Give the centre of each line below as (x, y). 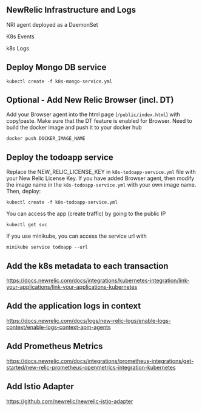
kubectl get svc (27, 225)
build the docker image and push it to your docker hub (74, 128)
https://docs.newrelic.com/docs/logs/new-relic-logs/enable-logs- (89, 320)
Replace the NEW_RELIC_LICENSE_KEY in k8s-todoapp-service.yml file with (101, 172)
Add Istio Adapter (40, 386)
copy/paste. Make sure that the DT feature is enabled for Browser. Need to (99, 121)
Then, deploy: (24, 192)
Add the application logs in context (74, 306)
